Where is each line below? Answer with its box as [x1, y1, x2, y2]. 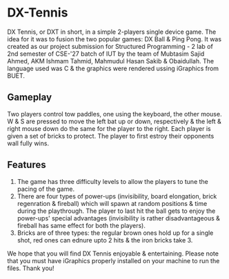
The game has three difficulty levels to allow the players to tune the [17, 177, 209, 185]
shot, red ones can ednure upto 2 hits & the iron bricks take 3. [17, 236, 193, 244]
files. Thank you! [7, 264, 54, 272]
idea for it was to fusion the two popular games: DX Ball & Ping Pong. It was [7, 34, 222, 43]
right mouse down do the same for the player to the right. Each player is [7, 124, 212, 132]
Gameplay [7, 92, 52, 103]
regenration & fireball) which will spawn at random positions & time [17, 199, 208, 207]
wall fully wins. [7, 139, 50, 147]
